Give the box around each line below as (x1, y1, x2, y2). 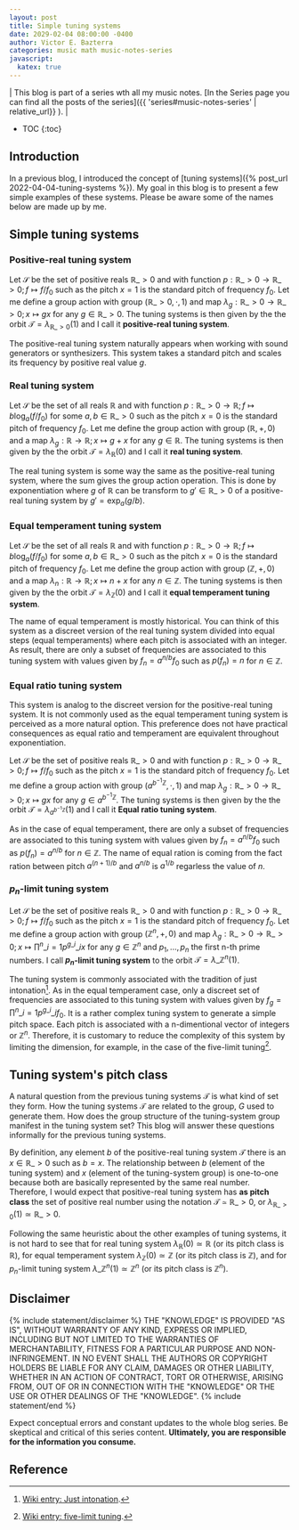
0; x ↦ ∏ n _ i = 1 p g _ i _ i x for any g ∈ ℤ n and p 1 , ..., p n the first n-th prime (9, 940, 261, 954)
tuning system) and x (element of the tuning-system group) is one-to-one (9, 1168, 279, 1178)
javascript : (9, 54, 53, 63)
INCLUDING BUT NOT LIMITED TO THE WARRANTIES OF (9, 1333, 220, 1345)
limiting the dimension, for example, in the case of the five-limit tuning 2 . (9, 1039, 272, 1052)
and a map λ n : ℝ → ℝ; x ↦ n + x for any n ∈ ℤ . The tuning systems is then (9, 575, 283, 588)
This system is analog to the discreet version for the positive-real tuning (9, 700, 273, 711)
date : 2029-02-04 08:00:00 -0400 (9, 29, 133, 38)
